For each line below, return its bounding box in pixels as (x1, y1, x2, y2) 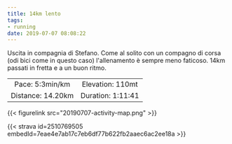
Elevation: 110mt (81, 80, 138, 89)
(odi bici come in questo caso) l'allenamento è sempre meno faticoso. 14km (7, 57, 226, 65)
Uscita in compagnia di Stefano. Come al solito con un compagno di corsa (7, 49, 221, 57)
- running (7, 23, 36, 30)
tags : (7, 17, 23, 24)
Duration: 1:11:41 (80, 91, 139, 101)
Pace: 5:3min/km (14, 80, 71, 89)
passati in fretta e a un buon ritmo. (7, 64, 107, 72)
